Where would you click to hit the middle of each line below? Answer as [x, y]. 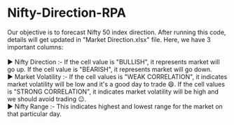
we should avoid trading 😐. [47, 98]
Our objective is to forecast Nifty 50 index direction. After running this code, [117, 32]
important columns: [35, 47]
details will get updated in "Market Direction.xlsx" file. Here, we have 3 [109, 39]
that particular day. [34, 114]
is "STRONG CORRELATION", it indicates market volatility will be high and [113, 91]
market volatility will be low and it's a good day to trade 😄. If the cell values [116, 84]
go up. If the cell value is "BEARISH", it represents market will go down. [110, 69]
